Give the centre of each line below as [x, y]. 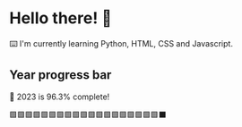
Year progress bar [60, 75]
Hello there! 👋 [60, 18]
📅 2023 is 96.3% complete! [60, 97]
